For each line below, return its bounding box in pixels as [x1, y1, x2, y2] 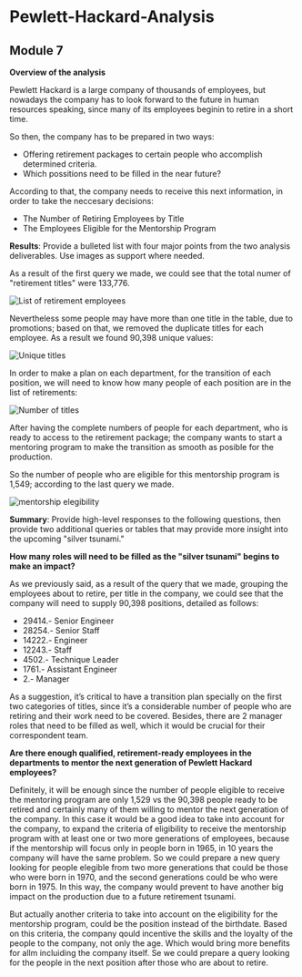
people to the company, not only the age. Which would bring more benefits [9, 938, 291, 949]
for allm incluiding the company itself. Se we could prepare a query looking [9, 948, 290, 958]
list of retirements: [9, 387, 78, 397]
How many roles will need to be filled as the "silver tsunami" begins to [9, 551, 280, 561]
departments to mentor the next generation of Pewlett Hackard [9, 757, 253, 767]
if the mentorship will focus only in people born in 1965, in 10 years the [9, 843, 274, 853]
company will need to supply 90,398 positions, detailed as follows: [9, 598, 259, 608]
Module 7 [9, 43, 64, 58]
